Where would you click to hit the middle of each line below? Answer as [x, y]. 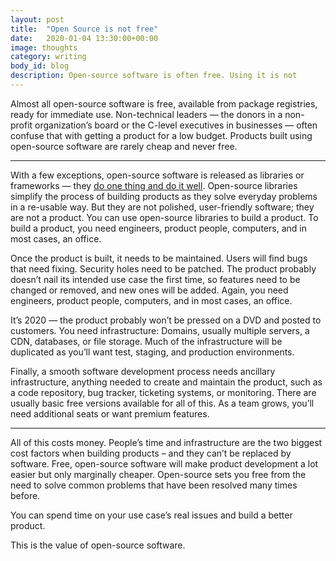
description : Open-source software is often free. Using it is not [154, 76]
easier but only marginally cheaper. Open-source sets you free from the [158, 474]
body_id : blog [40, 66]
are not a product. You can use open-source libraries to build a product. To [164, 217]
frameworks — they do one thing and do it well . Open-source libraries [154, 185]
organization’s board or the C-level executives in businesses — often [176, 125]
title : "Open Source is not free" [84, 29]
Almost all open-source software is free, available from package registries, [164, 103]
